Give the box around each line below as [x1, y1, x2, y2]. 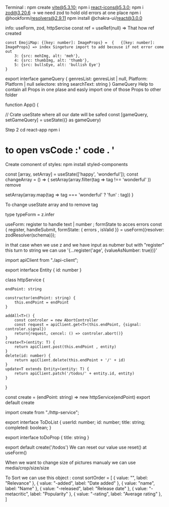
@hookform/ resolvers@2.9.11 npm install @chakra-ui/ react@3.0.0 [5, 15, 143, 21]
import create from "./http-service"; [5, 409, 79, 415]
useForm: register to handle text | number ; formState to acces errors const [5, 221, 162, 227]
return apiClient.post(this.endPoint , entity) [14, 344, 116, 349]
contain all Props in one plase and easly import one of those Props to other [5, 86, 161, 92]
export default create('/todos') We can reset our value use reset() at [5, 444, 147, 450]
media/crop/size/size [5, 464, 50, 471]
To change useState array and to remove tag [5, 201, 99, 208]
